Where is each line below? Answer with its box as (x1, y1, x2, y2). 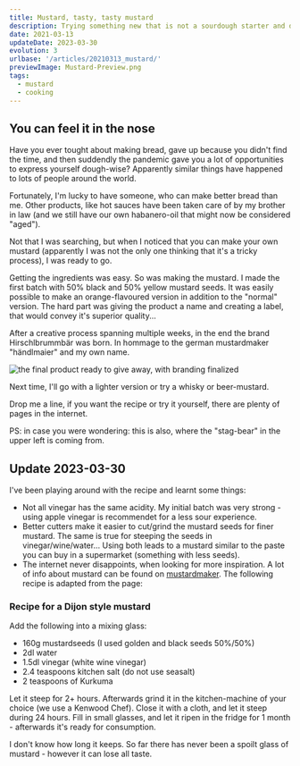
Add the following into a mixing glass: (9, 620, 147, 631)
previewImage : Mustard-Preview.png (9, 63, 142, 72)
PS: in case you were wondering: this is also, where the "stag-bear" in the (9, 425, 281, 436)
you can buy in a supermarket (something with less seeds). (21, 550, 240, 560)
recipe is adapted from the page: (21, 578, 143, 589)
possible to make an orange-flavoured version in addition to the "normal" (9, 291, 279, 302)
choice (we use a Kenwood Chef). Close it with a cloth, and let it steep (9, 703, 268, 713)
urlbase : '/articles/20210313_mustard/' (9, 55, 162, 63)
